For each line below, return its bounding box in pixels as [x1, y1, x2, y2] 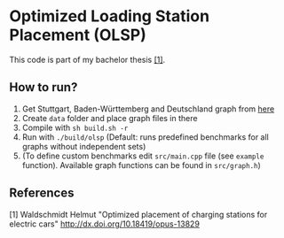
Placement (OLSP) [9, 25, 146, 45]
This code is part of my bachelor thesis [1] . [9, 54, 166, 65]
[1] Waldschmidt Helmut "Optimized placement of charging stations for [9, 209, 268, 219]
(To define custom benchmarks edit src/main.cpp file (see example [21, 150, 264, 161]
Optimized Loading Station [9, 6, 210, 27]
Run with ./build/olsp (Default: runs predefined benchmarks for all [21, 131, 269, 142]
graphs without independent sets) [21, 141, 146, 151]
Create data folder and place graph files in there [21, 112, 198, 123]
